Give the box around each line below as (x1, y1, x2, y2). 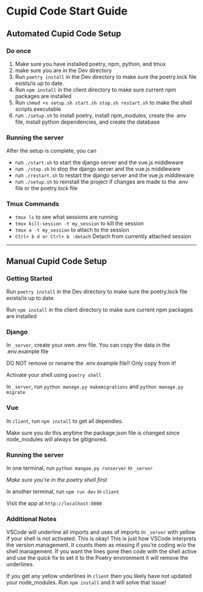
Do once (6, 47, 31, 55)
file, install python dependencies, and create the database (14, 118, 160, 125)
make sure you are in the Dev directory (14, 67, 112, 74)
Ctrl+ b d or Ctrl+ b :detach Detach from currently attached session (14, 233, 192, 240)
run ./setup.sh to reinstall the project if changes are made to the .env (14, 178, 188, 185)
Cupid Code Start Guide (6, 4, 128, 18)
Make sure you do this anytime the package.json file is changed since (6, 429, 180, 436)
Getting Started (6, 274, 53, 282)
